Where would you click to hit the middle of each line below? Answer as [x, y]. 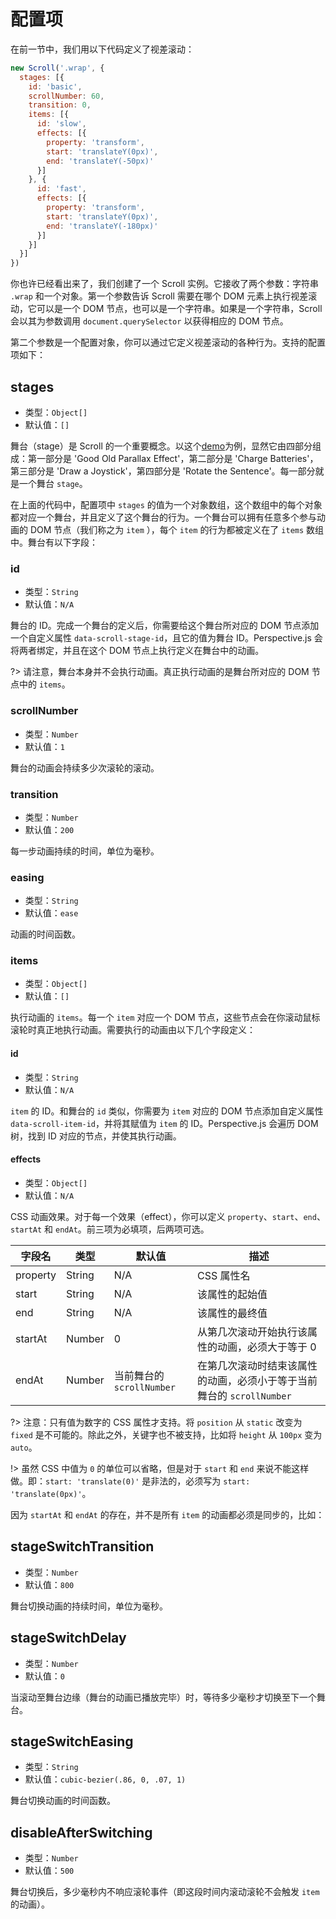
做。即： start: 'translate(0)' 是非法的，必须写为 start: [130, 1481]
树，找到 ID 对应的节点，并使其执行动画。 [96, 1136]
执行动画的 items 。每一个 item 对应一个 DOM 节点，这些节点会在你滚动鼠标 [165, 1017]
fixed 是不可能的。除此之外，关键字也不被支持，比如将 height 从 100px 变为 [166, 1434]
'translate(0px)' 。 [51, 1493]
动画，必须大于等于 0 [267, 1347]
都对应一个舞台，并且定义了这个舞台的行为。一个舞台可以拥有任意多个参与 [163, 517]
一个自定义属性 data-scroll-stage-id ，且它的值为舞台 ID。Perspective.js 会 [166, 638]
